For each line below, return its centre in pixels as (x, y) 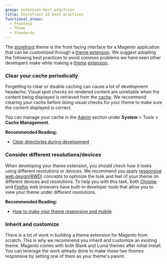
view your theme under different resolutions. (51, 192)
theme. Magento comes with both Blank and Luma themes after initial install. (83, 245)
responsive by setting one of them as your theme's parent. (65, 256)
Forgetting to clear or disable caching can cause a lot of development (77, 87)
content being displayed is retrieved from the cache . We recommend (76, 97)
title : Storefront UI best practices (44, 14)
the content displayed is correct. (38, 108)
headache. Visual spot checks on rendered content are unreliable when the (82, 92)
